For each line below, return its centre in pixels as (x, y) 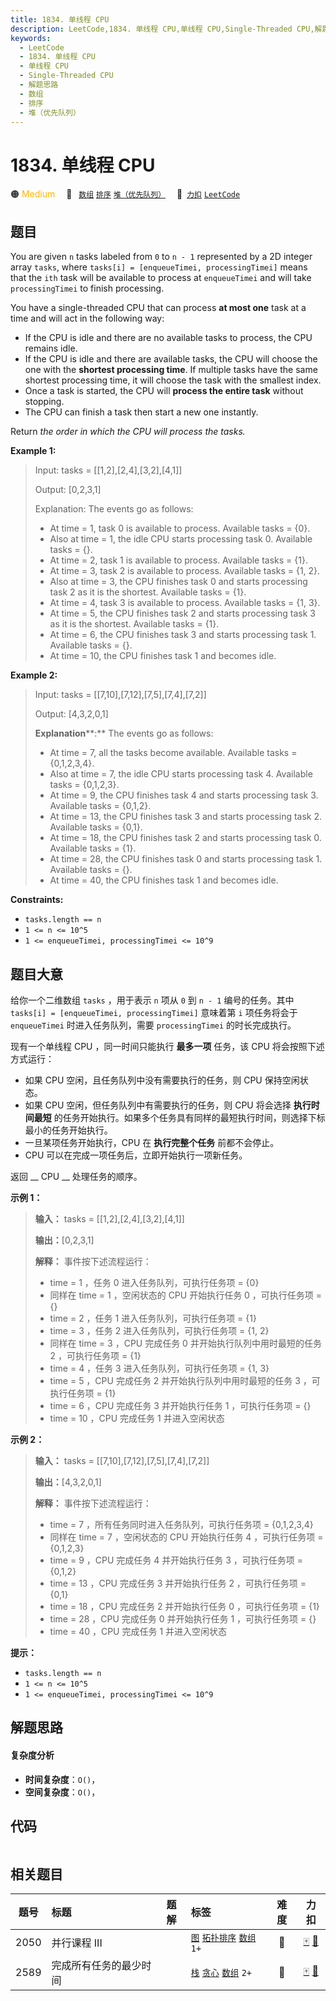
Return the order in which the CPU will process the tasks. (128, 432)
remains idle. (51, 348)
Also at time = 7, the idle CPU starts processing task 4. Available (181, 774)
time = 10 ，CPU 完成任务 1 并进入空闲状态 (137, 1418)
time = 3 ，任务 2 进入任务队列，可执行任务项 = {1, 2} (159, 1330)
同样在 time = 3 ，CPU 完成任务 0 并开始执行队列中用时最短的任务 (185, 1343)
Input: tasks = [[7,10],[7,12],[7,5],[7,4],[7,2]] (120, 695)
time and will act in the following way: (87, 318)
